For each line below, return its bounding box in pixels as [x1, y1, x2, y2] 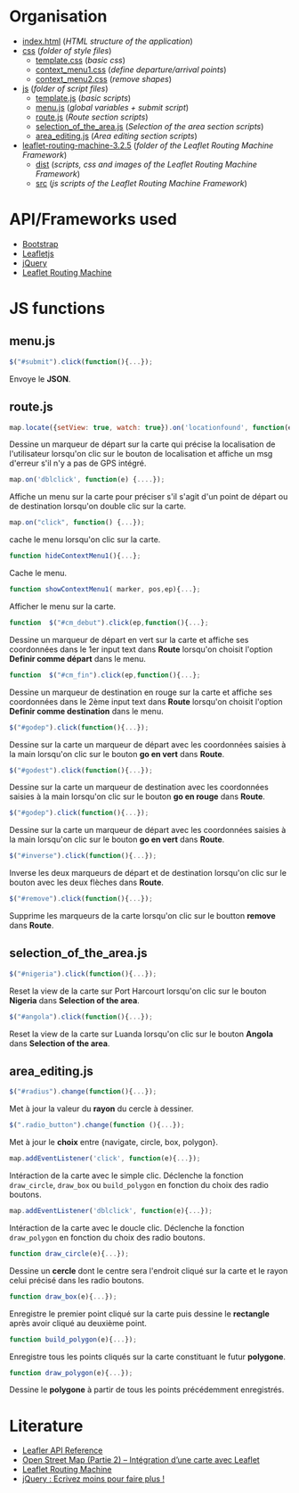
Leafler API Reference [21, 1445, 103, 1456]
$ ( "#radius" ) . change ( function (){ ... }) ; [9, 1087, 158, 1096]
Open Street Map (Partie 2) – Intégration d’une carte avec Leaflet [21, 1455, 260, 1465]
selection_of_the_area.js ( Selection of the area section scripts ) [35, 120, 264, 131]
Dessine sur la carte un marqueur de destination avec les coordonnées [9, 782, 269, 793]
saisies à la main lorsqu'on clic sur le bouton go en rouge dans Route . [9, 791, 265, 802]
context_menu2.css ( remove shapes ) [35, 73, 172, 84]
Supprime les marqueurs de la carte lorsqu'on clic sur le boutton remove [9, 911, 276, 921]
